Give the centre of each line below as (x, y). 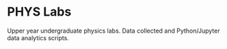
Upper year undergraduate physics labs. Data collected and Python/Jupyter (113, 31)
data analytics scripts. (38, 37)
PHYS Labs (39, 12)
